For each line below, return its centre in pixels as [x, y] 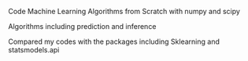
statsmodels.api [34, 50]
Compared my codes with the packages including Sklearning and [114, 41]
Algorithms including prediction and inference [82, 26]
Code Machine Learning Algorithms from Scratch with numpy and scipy [124, 11]
